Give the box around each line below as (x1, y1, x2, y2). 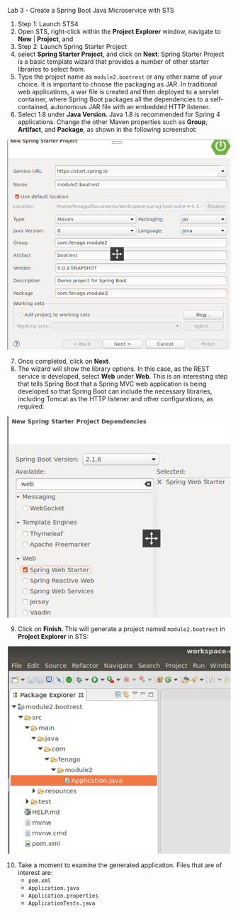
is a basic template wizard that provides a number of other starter (17, 57, 210, 66)
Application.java (28, 885, 80, 892)
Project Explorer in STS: (17, 632, 89, 640)
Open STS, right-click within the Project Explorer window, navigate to (17, 28, 221, 35)
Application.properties (28, 893, 99, 900)
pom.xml (28, 877, 51, 885)
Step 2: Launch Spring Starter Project (17, 43, 127, 50)
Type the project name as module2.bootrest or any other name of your (17, 72, 223, 81)
